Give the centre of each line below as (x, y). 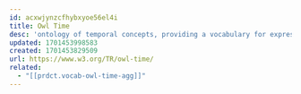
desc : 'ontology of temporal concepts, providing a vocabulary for (138, 34)
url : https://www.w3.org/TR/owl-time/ (82, 59)
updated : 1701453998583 (54, 43)
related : (26, 68)
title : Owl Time (39, 26)
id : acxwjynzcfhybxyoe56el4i (64, 17)
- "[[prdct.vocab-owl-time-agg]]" (82, 76)
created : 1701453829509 (54, 51)
